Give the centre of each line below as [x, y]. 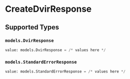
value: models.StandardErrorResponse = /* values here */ [65, 72]
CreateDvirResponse [48, 9]
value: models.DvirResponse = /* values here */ [55, 50]
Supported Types [32, 27]
